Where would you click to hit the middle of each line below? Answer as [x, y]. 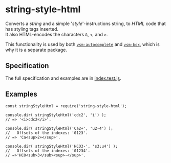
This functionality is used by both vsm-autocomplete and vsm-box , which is [82, 44]
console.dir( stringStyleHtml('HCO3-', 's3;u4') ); [61, 146]
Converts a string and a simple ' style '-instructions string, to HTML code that [85, 24]
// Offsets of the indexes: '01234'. [48, 151]
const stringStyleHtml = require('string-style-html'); [66, 106]
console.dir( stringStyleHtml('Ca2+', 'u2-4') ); [59, 128]
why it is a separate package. [36, 50]
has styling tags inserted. [32, 29]
